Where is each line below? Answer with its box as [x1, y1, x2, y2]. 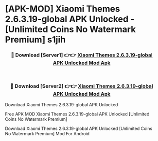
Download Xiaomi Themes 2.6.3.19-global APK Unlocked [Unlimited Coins [5, 126, 153, 131]
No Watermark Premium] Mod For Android [5, 130, 90, 136]
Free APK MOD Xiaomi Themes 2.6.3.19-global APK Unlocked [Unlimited [5, 111, 150, 117]
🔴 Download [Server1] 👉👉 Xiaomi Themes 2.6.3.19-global [10, 52, 153, 58]
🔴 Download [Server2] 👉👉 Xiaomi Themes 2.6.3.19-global [10, 83, 153, 90]
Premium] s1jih [5, 34, 66, 45]
